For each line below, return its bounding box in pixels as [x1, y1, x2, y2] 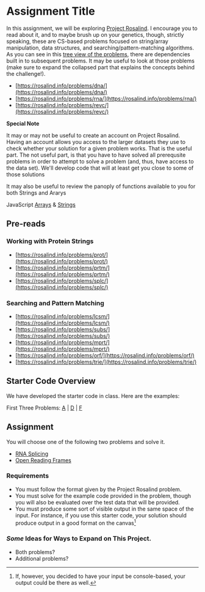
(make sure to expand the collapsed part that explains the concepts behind [6, 63, 195, 71]
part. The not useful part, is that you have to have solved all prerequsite [6, 151, 186, 159]
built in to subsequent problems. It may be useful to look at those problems [6, 57, 195, 64]
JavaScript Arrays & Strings [6, 201, 76, 208]
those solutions [6, 170, 45, 178]
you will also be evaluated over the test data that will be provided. [15, 498, 180, 506]
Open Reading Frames [15, 456, 71, 463]
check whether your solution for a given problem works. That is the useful [6, 144, 192, 152]
